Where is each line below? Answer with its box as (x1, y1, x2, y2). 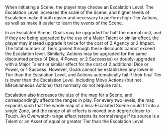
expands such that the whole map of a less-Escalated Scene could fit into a (5, 103, 160, 108)
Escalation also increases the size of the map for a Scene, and (5, 92, 133, 98)
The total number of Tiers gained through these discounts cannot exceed (5, 46, 155, 51)
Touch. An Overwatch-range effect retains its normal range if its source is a (5, 113, 160, 119)
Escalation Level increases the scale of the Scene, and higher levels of (5, 9, 150, 15)
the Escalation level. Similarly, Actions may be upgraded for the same (5, 51, 147, 57)
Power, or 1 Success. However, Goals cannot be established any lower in (5, 66, 154, 72)
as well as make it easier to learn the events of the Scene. (5, 20, 123, 26)
